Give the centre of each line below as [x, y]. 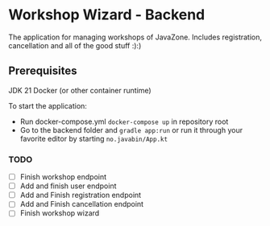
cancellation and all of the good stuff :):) [75, 45]
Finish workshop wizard [60, 213]
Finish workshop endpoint [63, 177]
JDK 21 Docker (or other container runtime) [80, 90]
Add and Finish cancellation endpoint [81, 204]
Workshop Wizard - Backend [107, 15]
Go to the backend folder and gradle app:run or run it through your [131, 129]
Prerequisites [43, 71]
